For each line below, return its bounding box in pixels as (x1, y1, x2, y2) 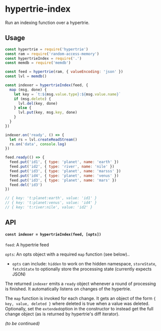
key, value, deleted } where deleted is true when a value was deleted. (5, 301, 150, 307)
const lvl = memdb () (5, 74, 47, 79)
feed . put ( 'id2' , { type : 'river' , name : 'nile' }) (9, 164, 115, 169)
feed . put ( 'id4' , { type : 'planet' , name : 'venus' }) (9, 173, 119, 178)
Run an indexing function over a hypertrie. (5, 20, 90, 25)
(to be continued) (5, 321, 40, 327)
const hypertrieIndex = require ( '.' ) (5, 56, 82, 61)
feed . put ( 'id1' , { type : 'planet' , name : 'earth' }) (9, 160, 119, 165)
